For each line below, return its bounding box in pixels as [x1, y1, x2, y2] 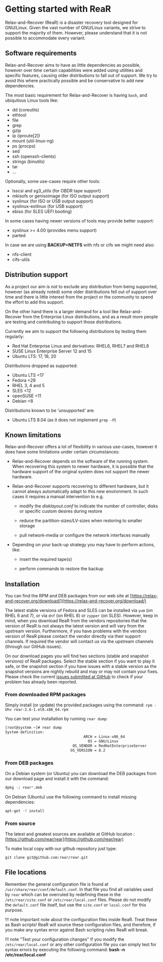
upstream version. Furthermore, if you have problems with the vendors [5, 628, 147, 634]
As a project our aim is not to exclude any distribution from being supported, [5, 283, 158, 289]
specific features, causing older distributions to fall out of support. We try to [5, 72, 157, 78]
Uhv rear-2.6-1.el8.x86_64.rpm [5, 707, 69, 712]
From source [5, 820, 36, 827]
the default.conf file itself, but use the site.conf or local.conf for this [5, 902, 146, 907]
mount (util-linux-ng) [12, 138, 54, 144]
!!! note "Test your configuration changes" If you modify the [5, 936, 125, 942]
